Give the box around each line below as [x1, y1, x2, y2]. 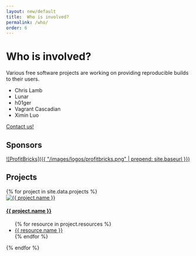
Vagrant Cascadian [14, 106, 61, 113]
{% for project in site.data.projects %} [6, 188, 98, 195]
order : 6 [6, 25, 27, 31]
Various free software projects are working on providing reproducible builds [6, 70, 189, 77]
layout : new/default [6, 8, 57, 15]
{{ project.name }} [6, 207, 51, 215]
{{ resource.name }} [14, 227, 63, 234]
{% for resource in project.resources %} [14, 220, 112, 228]
